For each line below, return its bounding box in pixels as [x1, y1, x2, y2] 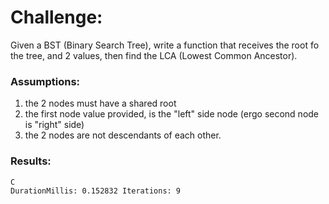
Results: [10, 154, 52, 168]
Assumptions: [10, 74, 81, 88]
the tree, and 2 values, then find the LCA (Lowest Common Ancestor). [10, 49, 298, 61]
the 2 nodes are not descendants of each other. [24, 129, 222, 141]
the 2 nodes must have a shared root [24, 97, 177, 110]
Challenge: [10, 6, 103, 29]
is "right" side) [24, 119, 85, 131]
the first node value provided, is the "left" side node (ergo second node [24, 108, 320, 120]
